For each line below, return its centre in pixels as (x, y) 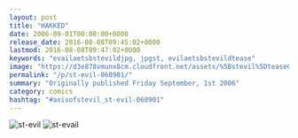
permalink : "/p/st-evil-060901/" (71, 75)
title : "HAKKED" (39, 26)
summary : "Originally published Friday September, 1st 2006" (125, 83)
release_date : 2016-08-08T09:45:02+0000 (85, 42)
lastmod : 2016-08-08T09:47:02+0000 (75, 50)
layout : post (33, 17)
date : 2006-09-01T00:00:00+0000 (69, 34)
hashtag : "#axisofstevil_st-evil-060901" (87, 100)
